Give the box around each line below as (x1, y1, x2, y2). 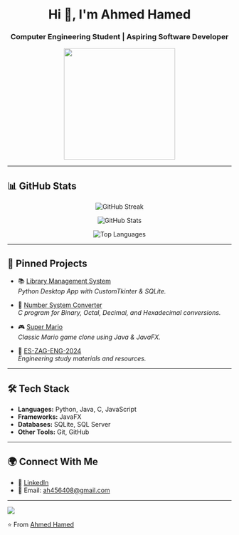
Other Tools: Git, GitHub (17, 427, 90, 436)
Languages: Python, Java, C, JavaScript (17, 405, 137, 413)
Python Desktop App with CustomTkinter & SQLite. (17, 287, 166, 296)
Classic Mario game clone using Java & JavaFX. (17, 333, 161, 341)
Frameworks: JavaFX (17, 412, 82, 421)
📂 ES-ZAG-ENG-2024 (17, 347, 82, 355)
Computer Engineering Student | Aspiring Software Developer (10, 32, 229, 42)
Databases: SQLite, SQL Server (17, 420, 111, 428)
